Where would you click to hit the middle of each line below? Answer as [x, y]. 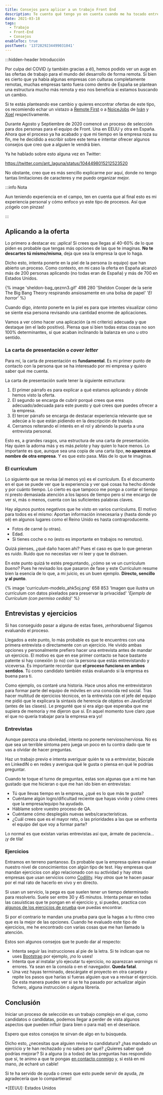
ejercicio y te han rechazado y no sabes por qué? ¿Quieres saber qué [74, 1048]
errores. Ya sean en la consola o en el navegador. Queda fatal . [74, 967]
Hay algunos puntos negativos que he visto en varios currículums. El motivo [81, 509]
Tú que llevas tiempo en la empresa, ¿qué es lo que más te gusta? [78, 794]
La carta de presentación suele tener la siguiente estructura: [65, 380]
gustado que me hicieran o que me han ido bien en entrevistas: [68, 784]
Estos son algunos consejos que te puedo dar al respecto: [63, 942]
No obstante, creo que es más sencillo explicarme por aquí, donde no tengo [81, 172]
